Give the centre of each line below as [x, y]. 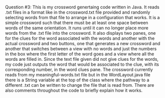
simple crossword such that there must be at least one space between [77, 23]
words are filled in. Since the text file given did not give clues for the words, [82, 59]
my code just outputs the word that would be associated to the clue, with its [82, 64]
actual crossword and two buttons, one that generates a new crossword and [83, 43]
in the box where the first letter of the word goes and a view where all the [80, 54]
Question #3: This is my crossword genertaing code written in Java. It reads [82, 7]
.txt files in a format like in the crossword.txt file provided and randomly [78, 12]
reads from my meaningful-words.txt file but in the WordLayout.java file [78, 75]
